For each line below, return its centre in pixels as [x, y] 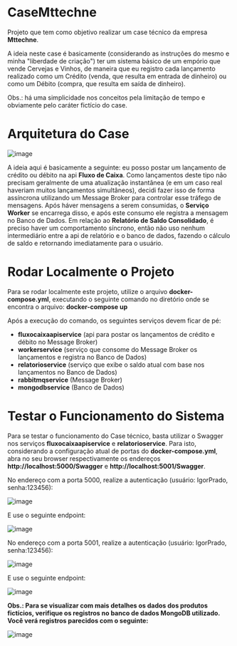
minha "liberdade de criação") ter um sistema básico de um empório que [114, 61]
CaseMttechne [52, 12]
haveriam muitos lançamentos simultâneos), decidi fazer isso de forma [111, 190]
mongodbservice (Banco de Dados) [71, 387]
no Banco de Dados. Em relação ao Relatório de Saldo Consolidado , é [111, 220]
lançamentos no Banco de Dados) [67, 372]
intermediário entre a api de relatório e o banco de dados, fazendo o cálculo [119, 235]
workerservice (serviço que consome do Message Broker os [107, 349]
